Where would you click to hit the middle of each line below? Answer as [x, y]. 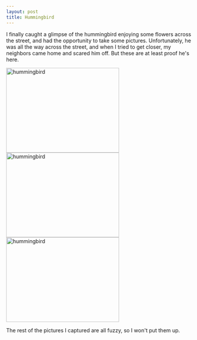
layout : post [22, 12]
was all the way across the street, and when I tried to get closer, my [89, 47]
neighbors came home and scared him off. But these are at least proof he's [98, 53]
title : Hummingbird [30, 17]
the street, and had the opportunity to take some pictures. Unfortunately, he [99, 40]
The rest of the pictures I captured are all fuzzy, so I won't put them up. [93, 330]
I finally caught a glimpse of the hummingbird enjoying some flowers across [99, 34]
